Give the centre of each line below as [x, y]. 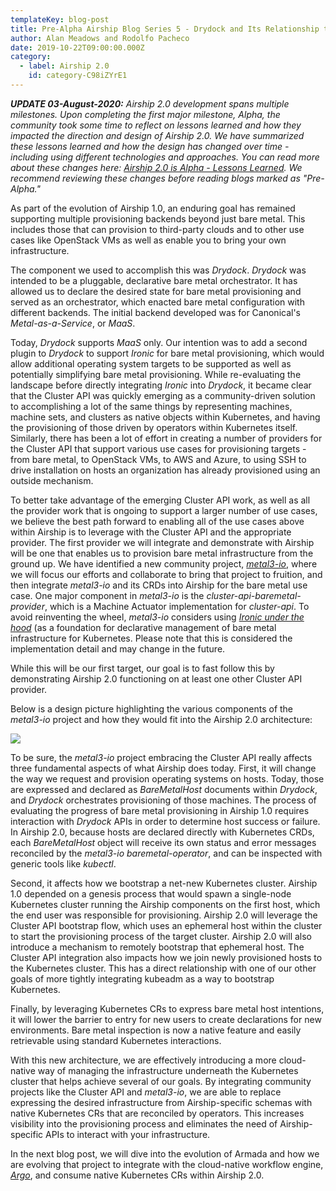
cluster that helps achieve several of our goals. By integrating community [161, 1081]
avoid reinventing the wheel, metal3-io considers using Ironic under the [157, 617]
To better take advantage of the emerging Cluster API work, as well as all [160, 500]
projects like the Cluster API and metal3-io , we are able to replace [146, 1092]
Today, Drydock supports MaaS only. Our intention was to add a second [159, 342]
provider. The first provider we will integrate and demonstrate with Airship [162, 542]
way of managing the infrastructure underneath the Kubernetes [168, 1070]
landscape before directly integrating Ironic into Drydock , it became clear [161, 385]
